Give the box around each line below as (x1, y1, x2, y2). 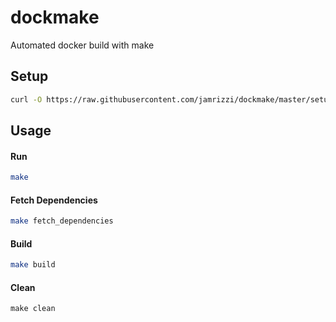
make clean (10, 304, 56, 314)
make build (10, 260, 56, 270)
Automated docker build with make (10, 39, 155, 51)
